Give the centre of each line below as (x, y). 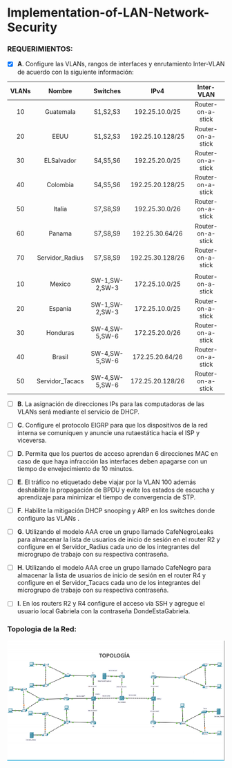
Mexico (60, 284)
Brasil (60, 357)
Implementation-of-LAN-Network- (108, 13)
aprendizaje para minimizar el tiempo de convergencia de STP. (106, 497)
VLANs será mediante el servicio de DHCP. (78, 412)
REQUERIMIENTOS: (40, 49)
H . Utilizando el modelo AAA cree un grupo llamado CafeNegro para (114, 568)
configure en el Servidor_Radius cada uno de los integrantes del (108, 547)
